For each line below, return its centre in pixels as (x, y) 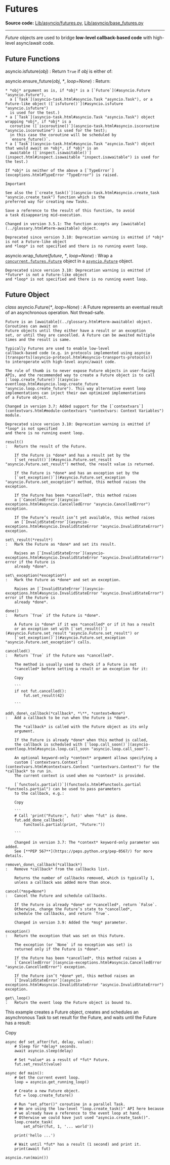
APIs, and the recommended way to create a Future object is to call (80, 375)
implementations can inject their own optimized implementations (75, 393)
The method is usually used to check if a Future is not (76, 664)
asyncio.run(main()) (27, 1157)
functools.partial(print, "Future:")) (64, 824)
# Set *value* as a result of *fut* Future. (62, 1060)
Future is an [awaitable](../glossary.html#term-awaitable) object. (79, 322)
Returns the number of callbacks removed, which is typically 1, (85, 878)
